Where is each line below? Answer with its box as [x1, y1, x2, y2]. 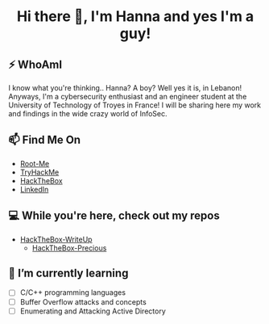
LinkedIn [19, 184, 49, 194]
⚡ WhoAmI [8, 57, 63, 71]
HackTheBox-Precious [31, 242, 107, 253]
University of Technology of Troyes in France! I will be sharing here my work [8, 100, 262, 110]
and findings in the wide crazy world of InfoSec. [8, 109, 168, 118]
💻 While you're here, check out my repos [8, 209, 220, 223]
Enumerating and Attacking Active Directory [19, 306, 167, 316]
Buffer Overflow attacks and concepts [19, 297, 147, 306]
